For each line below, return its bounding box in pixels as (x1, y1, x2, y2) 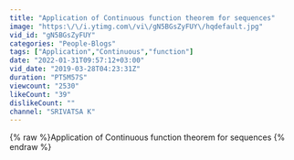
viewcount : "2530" (9, 81, 79, 91)
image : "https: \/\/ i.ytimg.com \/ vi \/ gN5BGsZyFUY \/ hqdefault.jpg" (9, 22, 263, 31)
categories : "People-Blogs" (9, 38, 117, 48)
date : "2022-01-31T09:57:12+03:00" (9, 56, 145, 65)
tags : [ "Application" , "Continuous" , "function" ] (9, 48, 194, 57)
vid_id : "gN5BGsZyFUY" (9, 30, 96, 39)
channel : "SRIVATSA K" (9, 107, 96, 116)
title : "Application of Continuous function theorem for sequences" (9, 13, 276, 23)
